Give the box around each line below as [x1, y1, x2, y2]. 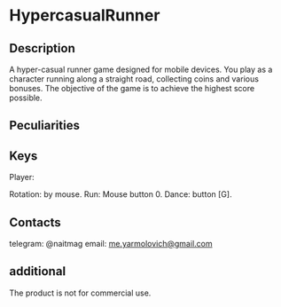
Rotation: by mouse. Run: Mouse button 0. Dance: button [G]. [9, 189, 232, 200]
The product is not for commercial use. [9, 287, 152, 298]
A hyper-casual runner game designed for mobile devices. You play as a [9, 64, 273, 75]
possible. [9, 92, 43, 103]
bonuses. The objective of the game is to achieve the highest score [9, 83, 255, 93]
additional [9, 264, 66, 279]
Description [9, 41, 75, 56]
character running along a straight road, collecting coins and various [9, 74, 260, 84]
